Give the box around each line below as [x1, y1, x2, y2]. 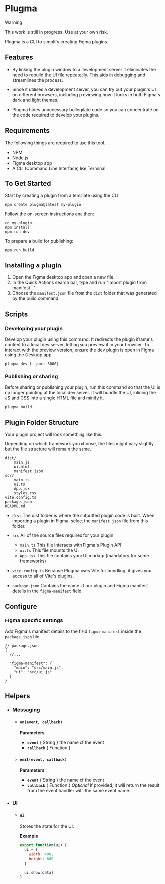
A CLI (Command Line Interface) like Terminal [12, 165, 106, 171]
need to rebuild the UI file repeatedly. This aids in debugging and [12, 72, 146, 78]
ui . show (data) [24, 870, 54, 875]
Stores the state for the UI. [19, 823, 74, 829]
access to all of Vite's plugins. [12, 573, 74, 579]
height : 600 [29, 856, 54, 862]
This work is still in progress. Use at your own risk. [5, 29, 108, 35]
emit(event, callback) [19, 757, 67, 762]
